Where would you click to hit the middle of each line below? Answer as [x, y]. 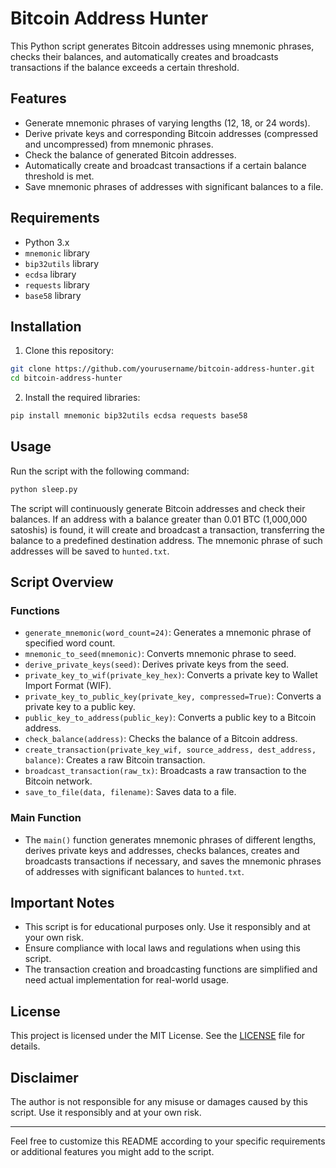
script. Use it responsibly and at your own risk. [106, 1113]
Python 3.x [47, 242]
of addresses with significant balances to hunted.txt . [134, 871]
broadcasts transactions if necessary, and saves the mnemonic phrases [173, 861]
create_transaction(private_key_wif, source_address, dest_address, [170, 750]
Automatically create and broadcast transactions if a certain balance [165, 165]
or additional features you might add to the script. [112, 1152]
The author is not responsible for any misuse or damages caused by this [159, 1102]
